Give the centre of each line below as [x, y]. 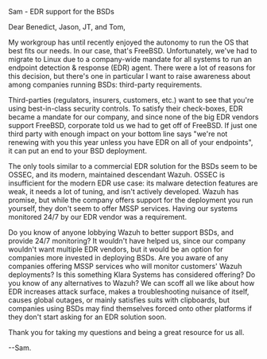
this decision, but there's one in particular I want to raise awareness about [129, 76]
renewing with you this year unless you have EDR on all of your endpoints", [131, 142]
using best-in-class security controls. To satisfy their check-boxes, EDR [126, 108]
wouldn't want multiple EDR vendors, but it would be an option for [116, 249]
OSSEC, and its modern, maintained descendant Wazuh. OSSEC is [116, 175]
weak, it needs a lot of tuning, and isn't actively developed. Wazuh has [124, 191]
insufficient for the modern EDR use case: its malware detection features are [133, 183]
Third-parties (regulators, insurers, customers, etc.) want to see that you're [131, 100]
